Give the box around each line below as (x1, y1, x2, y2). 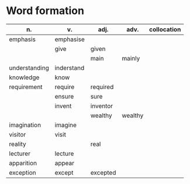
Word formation (6, 4, 85, 18)
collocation (148, 25, 181, 33)
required (90, 83, 114, 91)
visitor (9, 130, 26, 138)
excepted (90, 168, 116, 176)
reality (9, 139, 26, 148)
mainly (122, 54, 140, 62)
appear (54, 159, 75, 167)
